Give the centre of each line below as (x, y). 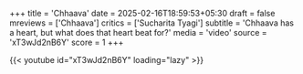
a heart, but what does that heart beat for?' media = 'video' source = (138, 32)
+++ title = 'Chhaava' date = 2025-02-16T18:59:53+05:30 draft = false (142, 13)
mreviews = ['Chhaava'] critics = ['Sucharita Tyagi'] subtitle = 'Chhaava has (152, 23)
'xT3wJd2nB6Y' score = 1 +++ (67, 42)
